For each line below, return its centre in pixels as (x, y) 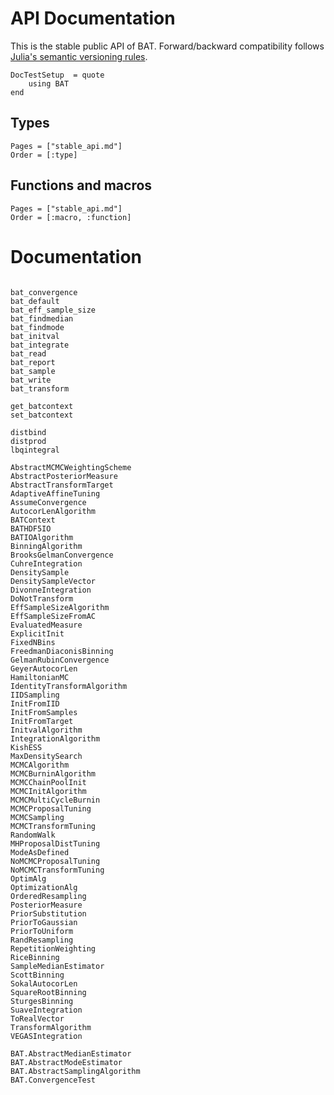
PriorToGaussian (44, 922)
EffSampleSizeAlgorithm (60, 607)
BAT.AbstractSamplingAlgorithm (75, 1071)
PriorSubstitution (48, 913)
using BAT (49, 83)
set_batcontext (42, 415)
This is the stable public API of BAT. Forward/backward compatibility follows (167, 46)
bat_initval (35, 336)
